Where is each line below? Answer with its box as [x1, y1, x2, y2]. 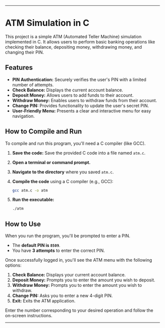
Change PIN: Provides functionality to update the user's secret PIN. [12, 103, 149, 109]
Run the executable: [12, 197, 55, 203]
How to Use [5, 219, 41, 228]
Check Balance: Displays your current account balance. [12, 272, 126, 278]
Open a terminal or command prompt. [12, 159, 91, 165]
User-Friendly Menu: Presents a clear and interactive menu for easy [12, 108, 151, 113]
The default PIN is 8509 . [12, 243, 60, 248]
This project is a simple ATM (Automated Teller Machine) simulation [5, 33, 141, 39]
